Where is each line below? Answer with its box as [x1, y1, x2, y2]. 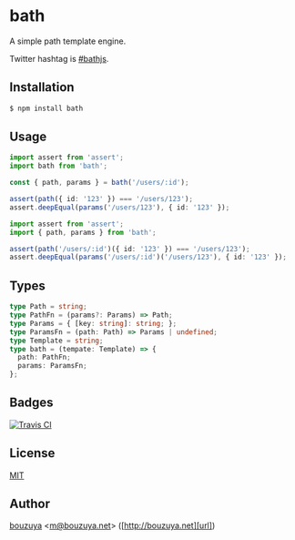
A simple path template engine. [9, 36, 127, 46]
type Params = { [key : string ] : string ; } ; [9, 319, 178, 328]
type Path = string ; [9, 302, 88, 311]
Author [9, 496, 50, 512]
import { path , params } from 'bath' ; [9, 228, 157, 237]
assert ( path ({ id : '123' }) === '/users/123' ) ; [9, 195, 194, 204]
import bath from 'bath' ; [9, 161, 107, 171]
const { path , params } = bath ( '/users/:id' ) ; [9, 178, 189, 188]
